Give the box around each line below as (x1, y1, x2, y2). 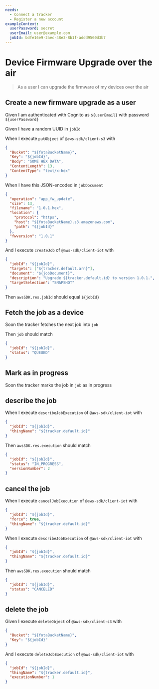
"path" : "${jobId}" (14, 224, 55, 229)
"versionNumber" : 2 (9, 466, 50, 471)
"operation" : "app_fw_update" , (9, 196, 75, 201)
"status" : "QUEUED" (9, 350, 50, 355)
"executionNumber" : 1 (9, 674, 55, 680)
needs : (5, 7, 19, 12)
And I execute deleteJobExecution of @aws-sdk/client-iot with (5, 651, 134, 657)
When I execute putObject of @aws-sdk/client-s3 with (5, 135, 116, 141)
